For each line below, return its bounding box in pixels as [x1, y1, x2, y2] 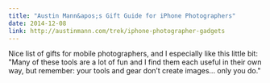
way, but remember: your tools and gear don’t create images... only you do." [8, 66, 261, 76]
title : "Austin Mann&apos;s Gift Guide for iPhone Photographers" [8, 11, 236, 20]
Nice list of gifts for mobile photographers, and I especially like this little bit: [8, 49, 258, 59]
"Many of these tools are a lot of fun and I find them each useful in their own [8, 57, 262, 67]
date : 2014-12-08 [8, 19, 67, 27]
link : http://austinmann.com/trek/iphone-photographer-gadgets [8, 27, 226, 35]
